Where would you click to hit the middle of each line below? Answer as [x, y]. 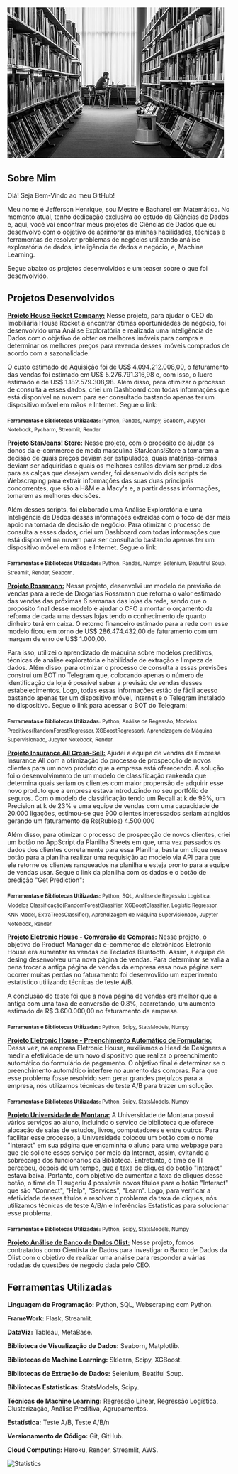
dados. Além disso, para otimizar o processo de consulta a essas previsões [118, 667]
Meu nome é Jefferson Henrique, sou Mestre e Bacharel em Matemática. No [119, 209]
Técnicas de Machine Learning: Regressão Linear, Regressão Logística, [113, 1401]
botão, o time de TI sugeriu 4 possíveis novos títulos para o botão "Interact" [118, 1183]
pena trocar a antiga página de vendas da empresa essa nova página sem [115, 967]
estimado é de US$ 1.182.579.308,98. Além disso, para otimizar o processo [117, 382]
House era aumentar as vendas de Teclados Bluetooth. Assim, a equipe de [116, 952]
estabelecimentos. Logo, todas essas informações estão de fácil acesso [113, 690]
